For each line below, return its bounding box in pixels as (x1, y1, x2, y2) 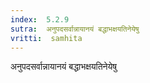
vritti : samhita (10, 33, 83, 43)
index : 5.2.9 (10, 14, 70, 25)
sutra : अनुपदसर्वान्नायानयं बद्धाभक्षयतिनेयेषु (10, 24, 140, 34)
